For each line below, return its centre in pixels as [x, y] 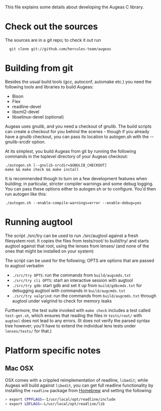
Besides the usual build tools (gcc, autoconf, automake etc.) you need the [78, 82]
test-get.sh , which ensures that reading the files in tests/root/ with [73, 315]
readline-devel [26, 106]
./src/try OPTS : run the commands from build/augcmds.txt [72, 275]
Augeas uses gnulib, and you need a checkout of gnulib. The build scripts [78, 126]
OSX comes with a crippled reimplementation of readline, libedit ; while [77, 380]
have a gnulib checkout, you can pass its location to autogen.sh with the [77, 137]
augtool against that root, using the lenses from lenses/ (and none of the [77, 246]
